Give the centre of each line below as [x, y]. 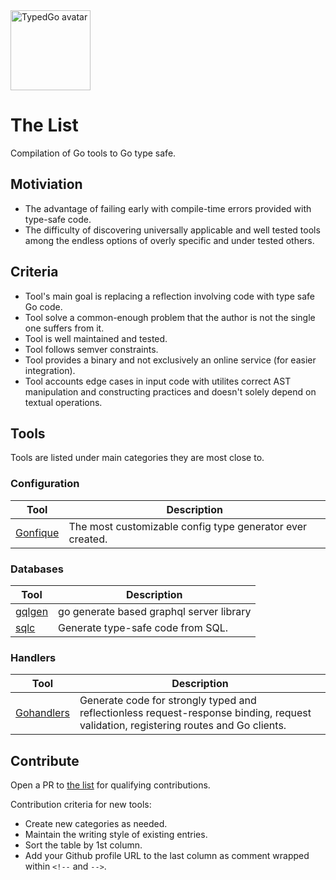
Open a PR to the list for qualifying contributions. [110, 785]
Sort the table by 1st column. [83, 845]
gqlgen [32, 611]
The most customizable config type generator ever [188, 526]
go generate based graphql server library [155, 611]
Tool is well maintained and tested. [96, 338]
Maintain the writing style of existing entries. [116, 835]
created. [88, 539]
